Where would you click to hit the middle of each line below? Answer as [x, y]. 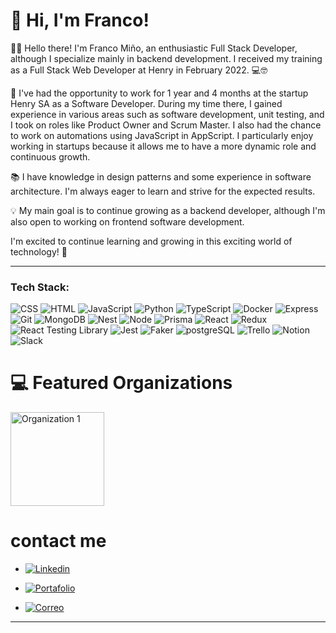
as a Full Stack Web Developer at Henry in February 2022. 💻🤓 [139, 70]
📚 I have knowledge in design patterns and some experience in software [161, 176]
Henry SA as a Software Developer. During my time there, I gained [146, 103]
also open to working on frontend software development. [127, 221]
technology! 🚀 [39, 251]
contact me [58, 541]
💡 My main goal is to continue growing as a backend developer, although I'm [168, 210]
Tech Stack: [40, 287]
